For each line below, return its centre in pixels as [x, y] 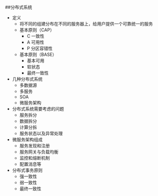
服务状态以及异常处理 [41, 133]
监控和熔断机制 [35, 158]
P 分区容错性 [40, 48]
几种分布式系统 [27, 79]
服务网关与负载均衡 [39, 152]
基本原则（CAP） [37, 30]
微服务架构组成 [27, 140]
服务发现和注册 [35, 146]
